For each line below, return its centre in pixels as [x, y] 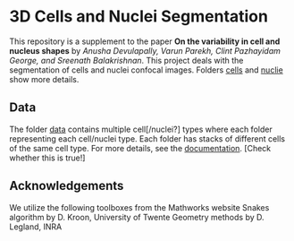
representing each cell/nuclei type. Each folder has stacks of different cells [147, 138]
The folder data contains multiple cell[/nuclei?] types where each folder [141, 129]
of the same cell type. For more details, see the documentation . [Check [140, 148]
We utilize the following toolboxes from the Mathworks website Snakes [139, 207]
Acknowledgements [67, 186]
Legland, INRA [36, 227]
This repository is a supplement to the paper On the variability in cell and [145, 41]
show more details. [44, 79]
